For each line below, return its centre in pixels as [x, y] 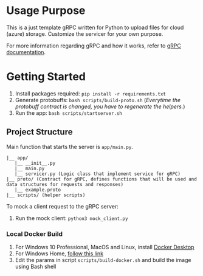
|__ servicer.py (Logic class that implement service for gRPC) [98, 174]
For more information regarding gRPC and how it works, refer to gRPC [94, 46]
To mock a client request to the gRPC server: [62, 206]
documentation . [26, 52]
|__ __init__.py [35, 163]
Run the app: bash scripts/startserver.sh [69, 112]
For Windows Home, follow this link [59, 254]
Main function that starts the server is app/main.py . [70, 147]
